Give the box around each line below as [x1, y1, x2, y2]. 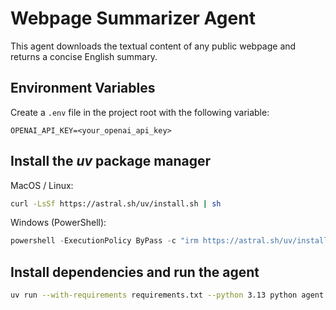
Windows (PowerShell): [10, 217, 107, 229]
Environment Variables [10, 80, 156, 97]
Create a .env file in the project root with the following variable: [10, 106, 270, 118]
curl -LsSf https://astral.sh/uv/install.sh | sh [10, 198, 222, 209]
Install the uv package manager [10, 153, 212, 170]
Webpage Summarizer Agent [10, 7, 256, 30]
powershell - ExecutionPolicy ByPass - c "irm [10, 236, 199, 246]
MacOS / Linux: [10, 179, 74, 191]
